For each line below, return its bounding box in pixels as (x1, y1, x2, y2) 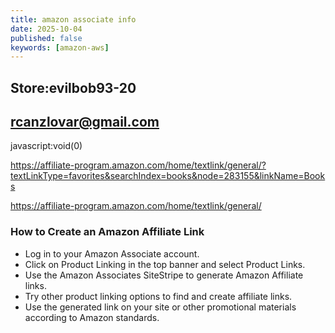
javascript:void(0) (10, 140, 83, 152)
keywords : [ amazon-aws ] (10, 42, 110, 53)
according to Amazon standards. (24, 311, 160, 323)
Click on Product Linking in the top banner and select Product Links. (24, 258, 306, 270)
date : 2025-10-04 (10, 24, 83, 34)
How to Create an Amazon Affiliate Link (10, 225, 205, 239)
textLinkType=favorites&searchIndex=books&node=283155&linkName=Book (10, 170, 326, 182)
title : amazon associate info (10, 14, 137, 25)
